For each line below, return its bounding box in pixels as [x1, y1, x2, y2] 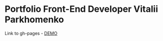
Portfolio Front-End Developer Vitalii [4, 3, 158, 15]
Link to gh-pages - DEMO [4, 30, 58, 36]
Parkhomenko [4, 14, 64, 25]
